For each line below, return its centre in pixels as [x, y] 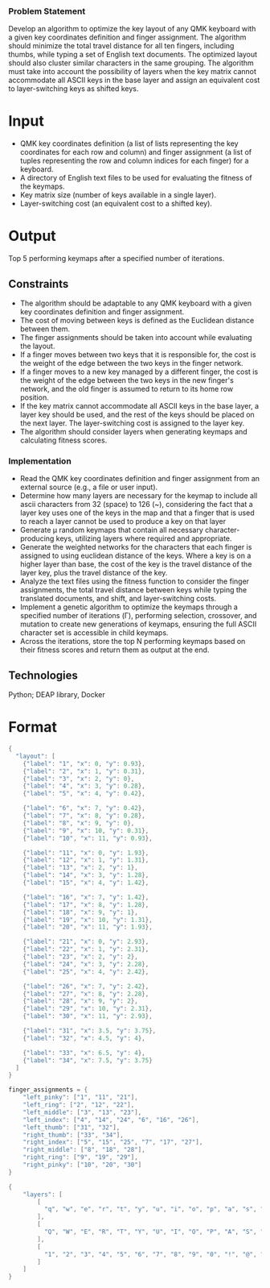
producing [37, 538]
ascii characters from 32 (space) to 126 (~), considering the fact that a [136, 505]
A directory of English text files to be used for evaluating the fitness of [136, 178]
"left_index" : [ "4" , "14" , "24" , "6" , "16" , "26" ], [111, 1120]
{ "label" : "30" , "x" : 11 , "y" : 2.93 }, [88, 1016]
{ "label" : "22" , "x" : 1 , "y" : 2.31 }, [86, 949]
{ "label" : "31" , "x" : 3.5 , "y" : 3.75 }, [90, 1031]
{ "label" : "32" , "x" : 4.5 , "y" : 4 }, [84, 1038]
